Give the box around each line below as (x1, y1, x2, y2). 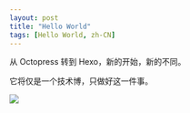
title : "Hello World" (9, 22, 92, 31)
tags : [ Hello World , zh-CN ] (9, 30, 116, 39)
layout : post (9, 13, 59, 23)
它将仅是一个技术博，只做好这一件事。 (9, 76, 153, 87)
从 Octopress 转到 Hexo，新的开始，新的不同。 (9, 56, 186, 67)
